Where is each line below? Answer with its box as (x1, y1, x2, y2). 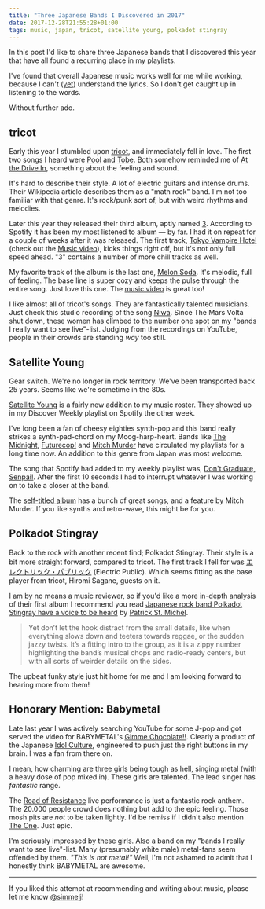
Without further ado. (9, 103, 75, 112)
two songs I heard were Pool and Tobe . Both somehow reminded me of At (9, 155, 248, 165)
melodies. (9, 203, 41, 213)
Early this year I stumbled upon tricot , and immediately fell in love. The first (9, 147, 252, 156)
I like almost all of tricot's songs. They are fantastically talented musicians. (9, 299, 250, 309)
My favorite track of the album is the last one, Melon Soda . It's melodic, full (9, 268, 252, 277)
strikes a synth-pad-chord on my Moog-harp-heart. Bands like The (9, 432, 226, 441)
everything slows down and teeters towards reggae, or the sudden (28, 631, 245, 640)
